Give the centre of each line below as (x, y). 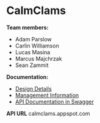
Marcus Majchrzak (38, 58)
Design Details (33, 88)
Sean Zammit (32, 65)
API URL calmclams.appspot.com (48, 113)
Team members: (27, 27)
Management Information (47, 95)
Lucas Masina (33, 52)
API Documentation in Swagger (55, 102)
